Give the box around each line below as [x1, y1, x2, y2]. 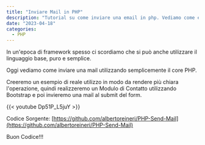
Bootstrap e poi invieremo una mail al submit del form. [6, 91, 142, 99]
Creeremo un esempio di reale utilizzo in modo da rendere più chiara [6, 79, 179, 86]
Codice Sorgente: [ [6, 115, 54, 122]
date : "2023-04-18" [6, 20, 56, 26]
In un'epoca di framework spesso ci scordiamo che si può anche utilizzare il [6, 48, 197, 55]
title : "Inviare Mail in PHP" [6, 9, 84, 15]
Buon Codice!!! [6, 133, 44, 141]
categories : [6, 26, 37, 32]
